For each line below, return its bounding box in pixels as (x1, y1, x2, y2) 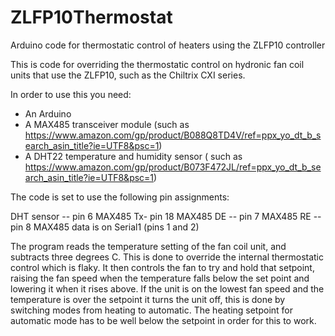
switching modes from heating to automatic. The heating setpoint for (10, 304, 294, 316)
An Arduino (24, 107, 72, 120)
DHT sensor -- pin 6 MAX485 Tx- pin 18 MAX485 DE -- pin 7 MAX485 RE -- (10, 210, 322, 222)
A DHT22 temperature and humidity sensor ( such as (24, 150, 243, 162)
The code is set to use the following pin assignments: (10, 191, 230, 203)
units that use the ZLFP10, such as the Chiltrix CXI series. (10, 69, 246, 81)
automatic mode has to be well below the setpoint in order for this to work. (10, 314, 317, 326)
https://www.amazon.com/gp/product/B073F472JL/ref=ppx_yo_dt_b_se (24, 161, 322, 173)
